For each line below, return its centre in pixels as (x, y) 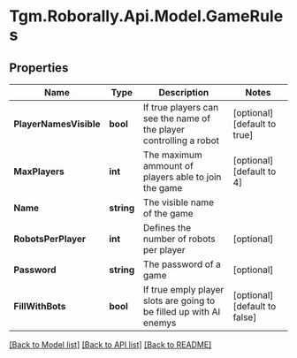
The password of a (182, 264)
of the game (168, 213)
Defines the (167, 228)
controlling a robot (181, 141)
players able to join (182, 177)
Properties (39, 68)
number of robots (179, 239)
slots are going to (179, 301)
